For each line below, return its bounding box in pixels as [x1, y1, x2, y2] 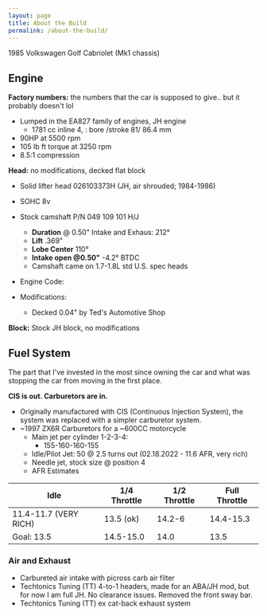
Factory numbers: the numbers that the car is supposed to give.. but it [8, 92, 240, 102]
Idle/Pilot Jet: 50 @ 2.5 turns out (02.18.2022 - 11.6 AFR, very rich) [31, 449, 249, 458]
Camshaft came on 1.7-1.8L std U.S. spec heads [31, 261, 188, 271]
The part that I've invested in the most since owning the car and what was [8, 367, 250, 377]
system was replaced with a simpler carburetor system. [19, 415, 202, 425]
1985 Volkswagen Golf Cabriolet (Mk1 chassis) [8, 49, 161, 58]
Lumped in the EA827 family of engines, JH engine [19, 116, 187, 126]
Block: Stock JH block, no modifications [8, 324, 141, 333]
